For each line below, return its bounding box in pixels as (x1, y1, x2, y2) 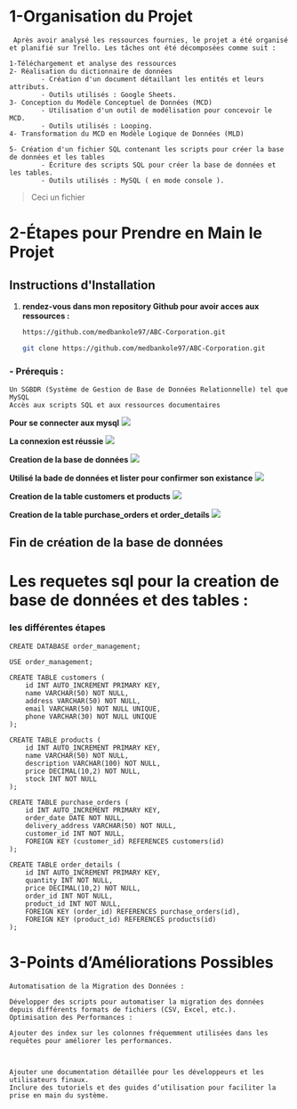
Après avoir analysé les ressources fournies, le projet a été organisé (12, 36, 289, 45)
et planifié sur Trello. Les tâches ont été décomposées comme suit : (9, 43, 277, 53)
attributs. (9, 82, 50, 91)
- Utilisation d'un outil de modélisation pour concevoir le (41, 105, 273, 115)
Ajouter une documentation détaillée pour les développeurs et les (9, 1067, 265, 1076)
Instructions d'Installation (9, 277, 156, 292)
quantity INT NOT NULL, (25, 875, 114, 884)
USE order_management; (9, 657, 93, 666)
